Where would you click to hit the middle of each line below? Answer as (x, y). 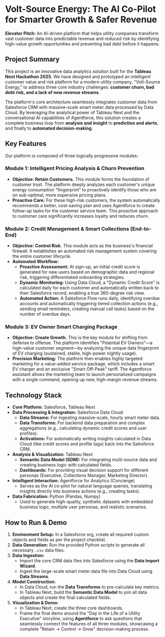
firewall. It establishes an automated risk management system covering (84, 251)
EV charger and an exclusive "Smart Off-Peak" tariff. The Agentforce (82, 369)
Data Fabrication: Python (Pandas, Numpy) (56, 497)
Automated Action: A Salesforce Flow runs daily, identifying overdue (90, 298)
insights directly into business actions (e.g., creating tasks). (80, 491)
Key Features (26, 144)
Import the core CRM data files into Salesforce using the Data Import (89, 561)
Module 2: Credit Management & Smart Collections (67, 228)
